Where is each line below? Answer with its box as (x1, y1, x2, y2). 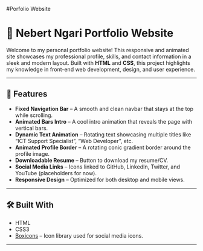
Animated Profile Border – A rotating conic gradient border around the (14, 144, 192, 151)
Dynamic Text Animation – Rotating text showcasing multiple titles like (14, 130, 192, 138)
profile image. (14, 150, 50, 157)
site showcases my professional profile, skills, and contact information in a (6, 53, 192, 60)
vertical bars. (14, 124, 48, 132)
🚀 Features (6, 89, 48, 99)
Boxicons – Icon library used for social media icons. (14, 232, 143, 239)
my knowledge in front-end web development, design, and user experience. (6, 65, 195, 73)
